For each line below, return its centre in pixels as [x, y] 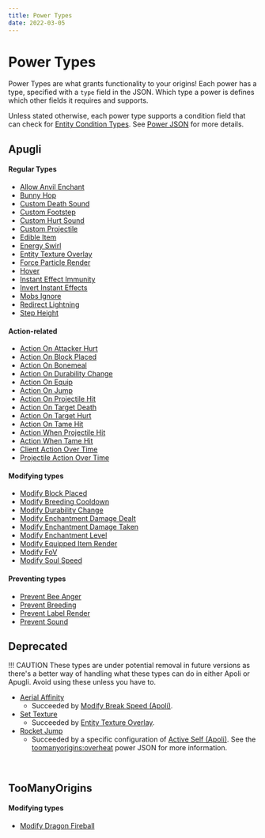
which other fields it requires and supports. [78, 100]
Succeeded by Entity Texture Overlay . [93, 723]
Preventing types [37, 579]
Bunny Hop [38, 195]
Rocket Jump [41, 731]
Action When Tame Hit [56, 441]
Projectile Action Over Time [64, 458]
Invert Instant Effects [53, 288]
